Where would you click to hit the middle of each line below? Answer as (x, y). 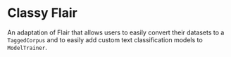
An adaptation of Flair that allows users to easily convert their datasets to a (116, 32)
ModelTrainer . (27, 47)
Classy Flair (42, 13)
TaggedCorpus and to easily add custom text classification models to (105, 39)
